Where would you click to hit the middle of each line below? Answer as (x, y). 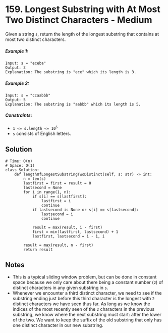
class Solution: (22, 170)
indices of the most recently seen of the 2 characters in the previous (83, 309)
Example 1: (17, 51)
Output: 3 (16, 67)
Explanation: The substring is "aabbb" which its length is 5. (73, 104)
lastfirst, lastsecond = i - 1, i (68, 236)
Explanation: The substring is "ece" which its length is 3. (71, 72)
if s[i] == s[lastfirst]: (59, 196)
